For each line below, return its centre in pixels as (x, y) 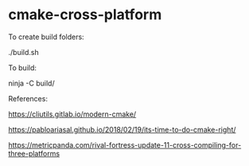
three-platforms (34, 153)
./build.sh (23, 52)
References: (28, 98)
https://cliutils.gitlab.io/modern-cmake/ (72, 114)
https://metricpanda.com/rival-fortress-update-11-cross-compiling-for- (125, 144)
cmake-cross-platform (85, 15)
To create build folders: (47, 37)
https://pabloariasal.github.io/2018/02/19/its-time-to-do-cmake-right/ (122, 129)
